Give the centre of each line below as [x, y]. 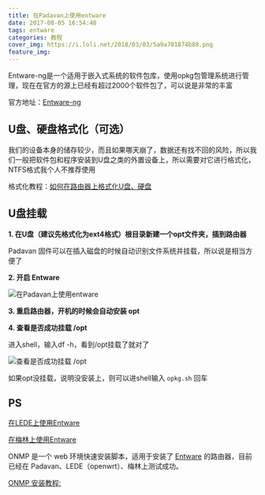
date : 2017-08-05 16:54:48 [52, 23]
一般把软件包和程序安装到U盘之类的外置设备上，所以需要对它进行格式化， [135, 159]
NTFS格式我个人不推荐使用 [52, 169]
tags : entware [32, 30]
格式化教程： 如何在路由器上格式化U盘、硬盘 [80, 186]
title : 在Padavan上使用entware [57, 15]
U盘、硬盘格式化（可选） [69, 130]
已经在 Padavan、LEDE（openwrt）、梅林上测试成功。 [95, 467]
